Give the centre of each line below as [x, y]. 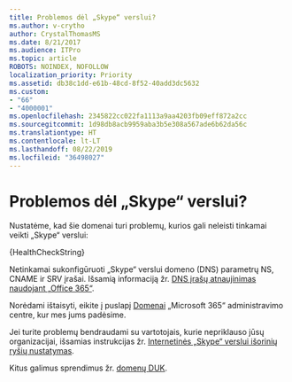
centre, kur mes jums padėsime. [68, 315]
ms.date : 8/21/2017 [45, 42]
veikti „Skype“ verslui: [49, 235]
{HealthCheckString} [47, 253]
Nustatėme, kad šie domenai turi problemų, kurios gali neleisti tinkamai [138, 226]
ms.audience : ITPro [45, 51]
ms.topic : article [43, 58]
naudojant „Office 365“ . [52, 288]
